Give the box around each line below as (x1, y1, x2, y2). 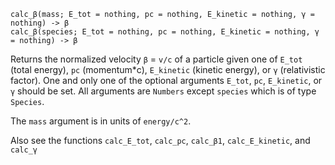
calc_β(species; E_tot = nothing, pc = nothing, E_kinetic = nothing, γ (10, 27, 320, 37)
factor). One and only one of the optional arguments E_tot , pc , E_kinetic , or (10, 75, 323, 86)
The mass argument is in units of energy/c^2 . (10, 115, 192, 127)
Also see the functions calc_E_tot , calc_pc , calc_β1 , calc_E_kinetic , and (10, 135, 311, 146)
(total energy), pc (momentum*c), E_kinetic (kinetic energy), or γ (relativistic (10, 64, 326, 75)
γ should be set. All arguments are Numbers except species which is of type (10, 85, 317, 97)
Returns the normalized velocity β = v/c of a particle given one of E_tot (10, 53, 303, 65)
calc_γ (10, 145, 38, 155)
